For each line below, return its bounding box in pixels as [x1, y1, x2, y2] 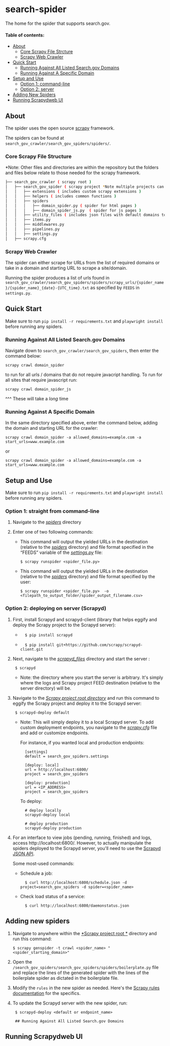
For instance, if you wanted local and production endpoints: [20, 739, 144, 745]
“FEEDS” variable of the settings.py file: [20, 549, 103, 555]
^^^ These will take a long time [5, 396, 69, 402]
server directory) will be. [20, 685, 72, 691]
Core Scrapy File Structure [5, 153, 72, 160]
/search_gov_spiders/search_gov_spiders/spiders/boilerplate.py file [12, 964, 159, 970]
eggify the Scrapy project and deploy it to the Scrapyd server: [12, 700, 142, 706]
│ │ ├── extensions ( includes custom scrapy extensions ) [5, 189, 142, 194]
